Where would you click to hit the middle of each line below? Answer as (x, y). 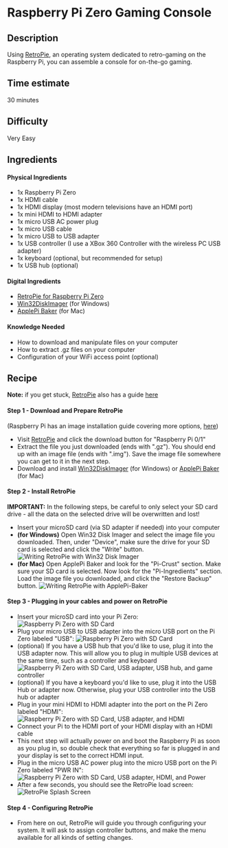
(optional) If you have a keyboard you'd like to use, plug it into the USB (117, 682)
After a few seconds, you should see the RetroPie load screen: (105, 785)
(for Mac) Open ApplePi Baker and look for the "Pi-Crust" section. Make (119, 564)
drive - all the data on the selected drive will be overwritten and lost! (104, 514)
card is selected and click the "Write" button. (80, 549)
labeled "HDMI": (40, 712)
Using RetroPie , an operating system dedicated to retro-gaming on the (106, 54)
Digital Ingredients (34, 281)
